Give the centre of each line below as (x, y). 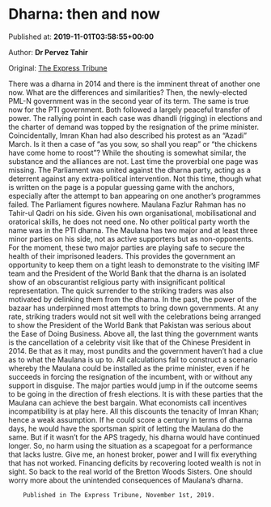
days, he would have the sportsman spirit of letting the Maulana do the (126, 428)
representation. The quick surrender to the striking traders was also (121, 290)
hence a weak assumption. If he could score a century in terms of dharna (131, 419)
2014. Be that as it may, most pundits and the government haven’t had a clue (136, 350)
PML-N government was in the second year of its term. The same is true (129, 101)
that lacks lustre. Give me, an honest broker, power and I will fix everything (133, 454)
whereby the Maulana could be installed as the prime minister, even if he (129, 368)
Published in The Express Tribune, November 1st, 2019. (119, 495)
